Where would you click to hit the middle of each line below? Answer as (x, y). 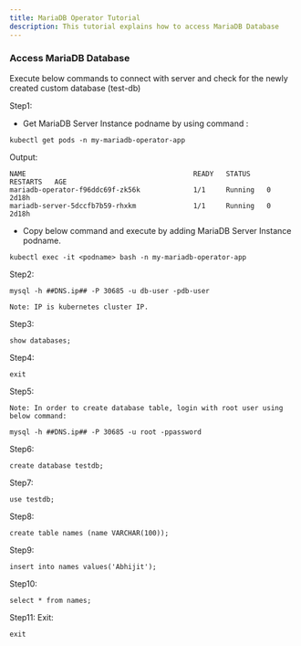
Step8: (22, 516)
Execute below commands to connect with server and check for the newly (149, 78)
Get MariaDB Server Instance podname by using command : (135, 123)
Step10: (24, 583)
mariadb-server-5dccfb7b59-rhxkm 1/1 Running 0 (140, 206)
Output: (24, 157)
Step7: (21, 482)
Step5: (22, 391)
